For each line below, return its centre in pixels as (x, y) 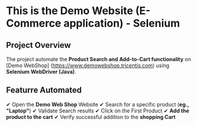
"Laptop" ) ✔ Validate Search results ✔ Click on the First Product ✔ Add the (98, 111)
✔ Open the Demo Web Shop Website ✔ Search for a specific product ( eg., (98, 104)
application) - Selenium (122, 23)
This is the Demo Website (70, 11)
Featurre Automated (44, 90)
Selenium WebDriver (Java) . (41, 72)
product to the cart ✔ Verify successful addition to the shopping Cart (91, 117)
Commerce (34, 23)
